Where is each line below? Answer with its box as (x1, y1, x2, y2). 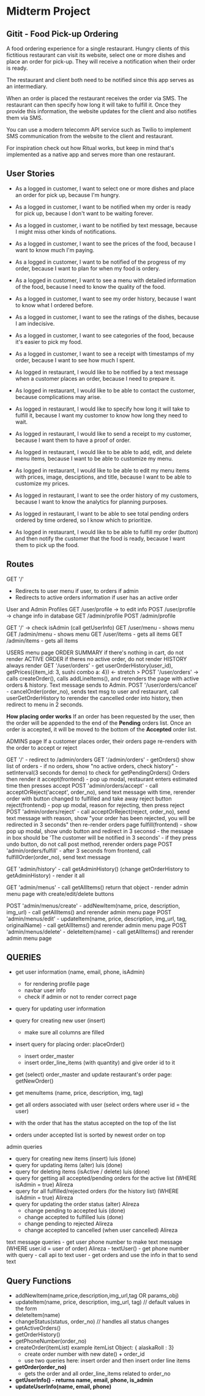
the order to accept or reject (6, 744, 78, 751)
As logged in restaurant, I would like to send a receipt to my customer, (15, 430, 192, 437)
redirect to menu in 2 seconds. (6, 701, 84, 708)
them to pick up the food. (15, 541, 80, 548)
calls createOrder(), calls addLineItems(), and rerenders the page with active (6, 674, 199, 682)
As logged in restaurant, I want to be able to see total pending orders (15, 510, 189, 517)
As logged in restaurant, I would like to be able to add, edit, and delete (15, 448, 192, 455)
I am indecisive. (15, 319, 55, 327)
